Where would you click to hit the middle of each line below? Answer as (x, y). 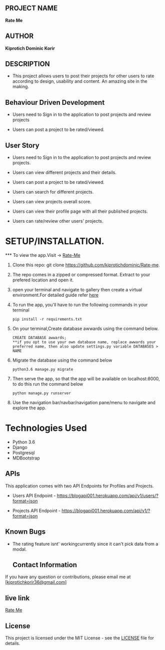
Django (20, 447)
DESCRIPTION (27, 64)
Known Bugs (25, 532)
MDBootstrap (26, 458)
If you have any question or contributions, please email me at (68, 577)
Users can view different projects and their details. (64, 173)
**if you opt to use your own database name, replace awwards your (84, 342)
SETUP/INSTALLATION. (55, 241)
